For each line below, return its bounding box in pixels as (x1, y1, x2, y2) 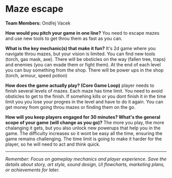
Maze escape (5, 3, 63, 15)
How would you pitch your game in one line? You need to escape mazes (5, 30, 160, 36)
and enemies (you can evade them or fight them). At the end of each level (5, 61, 161, 68)
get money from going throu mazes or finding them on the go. (5, 104, 136, 110)
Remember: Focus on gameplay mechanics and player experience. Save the (5, 155, 167, 162)
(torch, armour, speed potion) (5, 72, 68, 78)
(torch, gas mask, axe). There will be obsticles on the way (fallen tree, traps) (5, 56, 166, 62)
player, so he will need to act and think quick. (5, 141, 101, 147)
